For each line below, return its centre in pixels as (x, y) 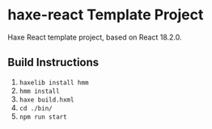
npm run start (43, 117)
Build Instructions (53, 62)
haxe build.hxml (47, 100)
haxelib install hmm (54, 82)
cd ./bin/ (36, 108)
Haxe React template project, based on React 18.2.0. (95, 37)
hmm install (39, 91)
